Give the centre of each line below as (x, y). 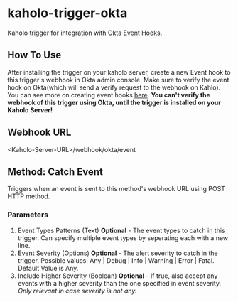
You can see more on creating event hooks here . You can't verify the (109, 95)
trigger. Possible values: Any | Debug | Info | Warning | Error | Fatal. (116, 260)
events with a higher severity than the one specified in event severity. (119, 283)
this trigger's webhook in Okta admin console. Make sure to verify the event (118, 80)
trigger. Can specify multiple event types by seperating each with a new (123, 238)
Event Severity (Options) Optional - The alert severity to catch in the (118, 253)
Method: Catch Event (55, 172)
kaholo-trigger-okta (67, 13)
